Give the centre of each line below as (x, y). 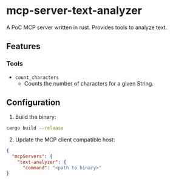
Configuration (33, 103)
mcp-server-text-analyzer (74, 11)
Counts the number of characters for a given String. (89, 83)
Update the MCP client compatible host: (65, 140)
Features (23, 46)
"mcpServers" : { (32, 157)
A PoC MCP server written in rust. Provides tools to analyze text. (87, 27)
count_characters (37, 77)
